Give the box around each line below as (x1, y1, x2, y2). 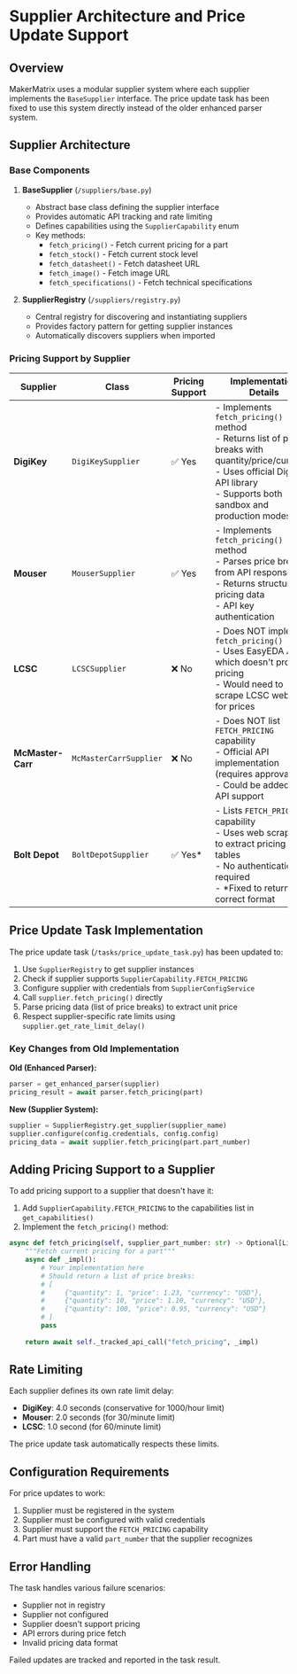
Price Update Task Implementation (9, 923, 203, 938)
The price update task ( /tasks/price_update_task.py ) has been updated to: (9, 946, 284, 957)
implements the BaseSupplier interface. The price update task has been (9, 93, 270, 104)
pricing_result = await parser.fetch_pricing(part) (9, 1087, 203, 1096)
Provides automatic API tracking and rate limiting (34, 211, 213, 222)
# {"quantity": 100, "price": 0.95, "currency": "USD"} (41, 1304, 267, 1313)
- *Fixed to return (215, 882, 290, 894)
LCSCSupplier (72, 663, 126, 673)
